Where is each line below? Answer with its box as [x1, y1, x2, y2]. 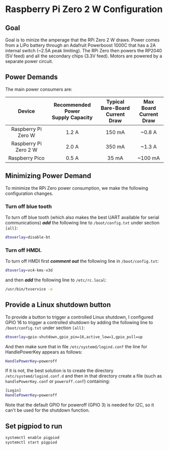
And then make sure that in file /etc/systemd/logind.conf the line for [5, 343, 147, 349]
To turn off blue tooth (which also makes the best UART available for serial [5, 214, 159, 220]
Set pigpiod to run [5, 422, 63, 430]
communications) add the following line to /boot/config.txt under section [5, 219, 160, 226]
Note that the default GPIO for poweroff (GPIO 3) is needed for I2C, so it [5, 402, 154, 408]
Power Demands [5, 73, 58, 82]
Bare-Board [100, 104, 130, 111]
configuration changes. [5, 190, 54, 196]
